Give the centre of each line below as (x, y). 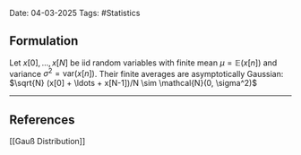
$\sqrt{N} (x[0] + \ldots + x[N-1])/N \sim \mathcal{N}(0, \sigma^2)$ (133, 83)
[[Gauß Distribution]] (47, 142)
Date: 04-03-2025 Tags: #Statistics (75, 13)
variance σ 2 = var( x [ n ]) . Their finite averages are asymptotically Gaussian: (146, 73)
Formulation (44, 41)
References (42, 120)
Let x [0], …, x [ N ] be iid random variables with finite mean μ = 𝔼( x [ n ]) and (143, 63)
